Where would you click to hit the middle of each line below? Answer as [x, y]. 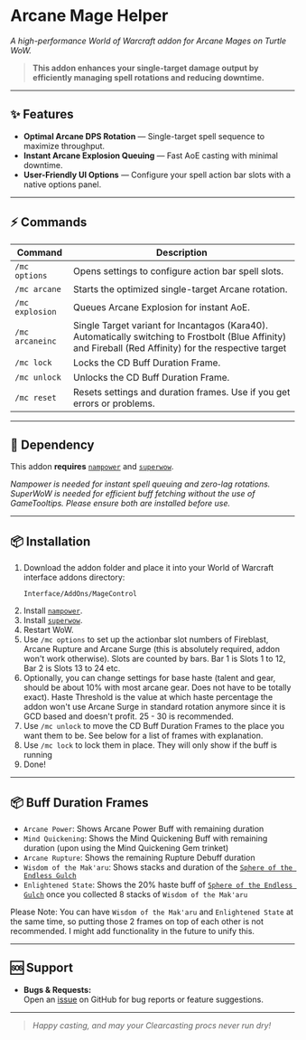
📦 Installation [51, 541]
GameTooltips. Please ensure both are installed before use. [121, 504]
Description [181, 252]
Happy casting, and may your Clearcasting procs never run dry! [152, 1025]
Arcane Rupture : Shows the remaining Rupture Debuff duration [139, 857]
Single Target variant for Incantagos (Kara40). [171, 325]
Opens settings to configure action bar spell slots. [178, 270]
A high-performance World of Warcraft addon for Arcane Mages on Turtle [148, 41]
